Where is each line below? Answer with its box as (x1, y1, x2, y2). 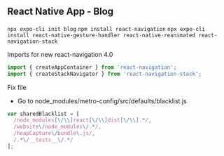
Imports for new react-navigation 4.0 (7, 50, 113, 58)
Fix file (7, 83, 27, 91)
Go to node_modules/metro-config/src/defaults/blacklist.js (17, 96, 187, 105)
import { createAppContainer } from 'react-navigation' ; (7, 63, 177, 71)
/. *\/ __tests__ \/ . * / (13, 136, 73, 143)
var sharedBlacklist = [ (7, 110, 80, 117)
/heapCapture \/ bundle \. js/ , (13, 130, 96, 137)
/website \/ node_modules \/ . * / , (13, 123, 101, 131)
